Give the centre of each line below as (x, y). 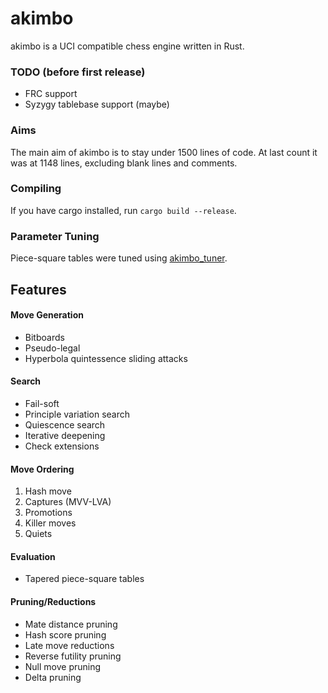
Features (38, 289)
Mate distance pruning (71, 624)
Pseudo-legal (52, 348)
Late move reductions (69, 645)
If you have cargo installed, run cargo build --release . (123, 210)
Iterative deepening (65, 435)
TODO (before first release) (78, 72)
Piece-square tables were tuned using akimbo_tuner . (119, 258)
